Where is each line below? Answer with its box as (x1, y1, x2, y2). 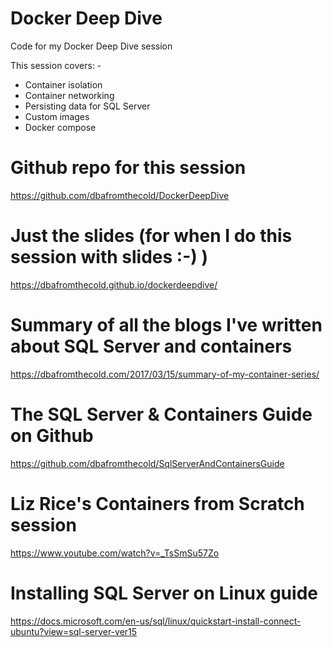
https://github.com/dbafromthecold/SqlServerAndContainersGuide (10, 457, 285, 469)
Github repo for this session (10, 157, 247, 179)
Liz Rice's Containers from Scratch (10, 492, 305, 515)
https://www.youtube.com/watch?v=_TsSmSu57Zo (10, 547, 220, 559)
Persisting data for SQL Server (24, 100, 151, 112)
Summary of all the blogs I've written (10, 314, 323, 336)
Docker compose (24, 121, 97, 133)
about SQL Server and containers (10, 335, 293, 357)
